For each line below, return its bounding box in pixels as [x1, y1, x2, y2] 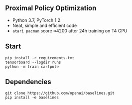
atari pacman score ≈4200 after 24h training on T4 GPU [12, 27, 128, 34]
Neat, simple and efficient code [12, 22, 77, 28]
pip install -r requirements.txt [5, 55, 75, 60]
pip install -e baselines [5, 95, 59, 100]
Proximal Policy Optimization [5, 4, 97, 12]
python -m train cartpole [5, 64, 59, 69]
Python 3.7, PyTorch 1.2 [12, 17, 61, 23]
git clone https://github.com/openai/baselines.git [5, 91, 115, 96]
